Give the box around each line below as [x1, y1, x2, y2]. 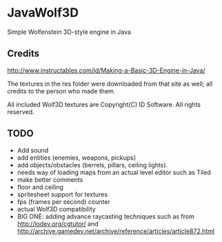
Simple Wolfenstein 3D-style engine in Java [7, 28, 131, 36]
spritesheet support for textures [17, 190, 108, 198]
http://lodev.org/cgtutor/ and [17, 219, 99, 227]
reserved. [7, 107, 34, 115]
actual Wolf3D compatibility [17, 205, 97, 213]
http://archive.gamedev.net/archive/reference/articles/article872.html [17, 227, 215, 235]
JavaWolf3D [7, 5, 79, 21]
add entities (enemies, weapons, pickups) [17, 153, 137, 162]
